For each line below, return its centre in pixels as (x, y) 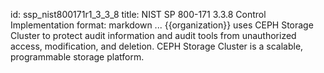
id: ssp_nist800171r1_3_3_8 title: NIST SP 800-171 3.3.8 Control (138, 14)
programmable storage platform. (77, 57)
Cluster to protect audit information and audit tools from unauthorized (153, 35)
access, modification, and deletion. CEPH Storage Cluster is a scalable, (157, 46)
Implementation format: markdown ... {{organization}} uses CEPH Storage (162, 25)
